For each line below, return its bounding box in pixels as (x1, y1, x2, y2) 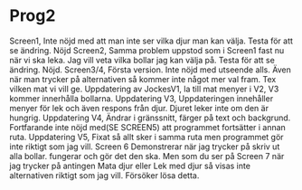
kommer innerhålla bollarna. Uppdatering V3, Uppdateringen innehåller (9, 92, 274, 104)
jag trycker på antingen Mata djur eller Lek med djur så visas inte (9, 160, 251, 171)
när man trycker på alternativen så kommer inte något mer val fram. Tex (9, 73, 277, 84)
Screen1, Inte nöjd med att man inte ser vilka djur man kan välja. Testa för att (9, 35, 294, 46)
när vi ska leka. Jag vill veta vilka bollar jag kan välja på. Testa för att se (9, 54, 276, 65)
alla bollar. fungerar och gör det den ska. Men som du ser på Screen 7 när (9, 150, 285, 161)
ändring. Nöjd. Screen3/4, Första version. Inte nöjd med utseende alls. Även (9, 64, 291, 75)
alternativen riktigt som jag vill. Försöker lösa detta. (9, 169, 200, 181)
